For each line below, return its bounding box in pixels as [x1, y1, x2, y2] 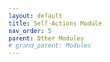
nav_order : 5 [8, 27, 52, 35]
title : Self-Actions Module [8, 19, 103, 27]
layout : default [8, 11, 63, 20]
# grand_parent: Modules [8, 42, 92, 50]
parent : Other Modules [8, 34, 84, 43]
